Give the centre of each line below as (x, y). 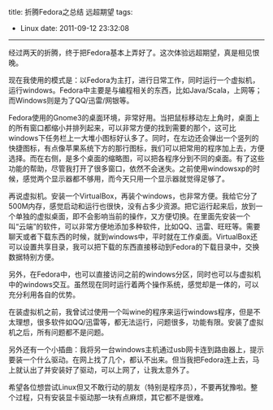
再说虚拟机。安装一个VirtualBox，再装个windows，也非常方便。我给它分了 (133, 196)
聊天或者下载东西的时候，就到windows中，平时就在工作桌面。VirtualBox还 (133, 237)
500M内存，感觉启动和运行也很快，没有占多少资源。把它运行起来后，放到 (132, 206)
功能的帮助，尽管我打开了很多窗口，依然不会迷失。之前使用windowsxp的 (131, 168)
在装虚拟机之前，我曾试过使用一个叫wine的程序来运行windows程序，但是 (131, 312)
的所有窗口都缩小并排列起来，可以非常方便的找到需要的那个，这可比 (122, 128)
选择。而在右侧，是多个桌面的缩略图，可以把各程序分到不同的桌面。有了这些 (136, 158)
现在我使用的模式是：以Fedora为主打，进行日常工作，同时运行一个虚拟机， (134, 80)
